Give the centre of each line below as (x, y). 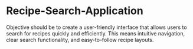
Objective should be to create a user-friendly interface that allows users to (97, 27)
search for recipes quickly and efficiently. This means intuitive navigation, (96, 33)
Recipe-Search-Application (75, 11)
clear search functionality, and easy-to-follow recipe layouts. (80, 40)
